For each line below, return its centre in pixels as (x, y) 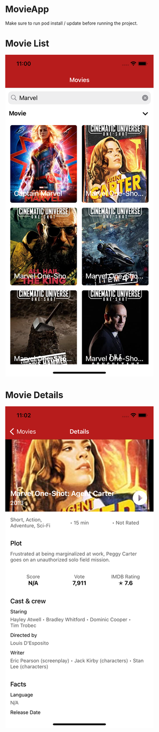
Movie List (27, 43)
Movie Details (34, 395)
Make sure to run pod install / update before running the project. (71, 23)
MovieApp (27, 9)
